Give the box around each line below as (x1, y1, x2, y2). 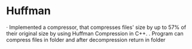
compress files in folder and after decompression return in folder (6, 36, 166, 43)
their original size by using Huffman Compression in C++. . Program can (6, 30, 184, 37)
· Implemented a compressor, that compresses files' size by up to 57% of (6, 24, 187, 31)
